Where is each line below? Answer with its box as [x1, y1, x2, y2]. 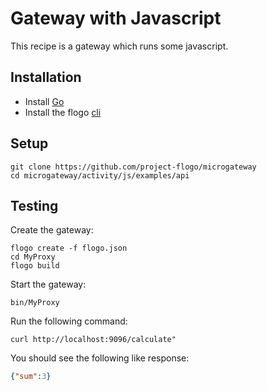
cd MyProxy [10, 252, 56, 262]
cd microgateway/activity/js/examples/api [10, 170, 190, 181]
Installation [10, 69, 82, 86]
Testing [10, 197, 59, 214]
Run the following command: [10, 315, 128, 327]
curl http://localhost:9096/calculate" [10, 335, 177, 345]
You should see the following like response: [10, 352, 190, 364]
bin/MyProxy [10, 298, 60, 308]
